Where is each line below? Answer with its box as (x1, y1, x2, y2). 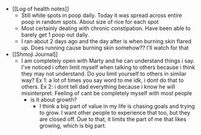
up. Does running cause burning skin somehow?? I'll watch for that (21, 44, 189, 51)
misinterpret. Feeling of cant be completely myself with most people (21, 90, 192, 97)
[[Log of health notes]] (12, 5, 69, 12)
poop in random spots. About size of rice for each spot (21, 18, 159, 25)
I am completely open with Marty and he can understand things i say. (21, 57, 195, 64)
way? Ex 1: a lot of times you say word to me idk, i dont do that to (21, 76, 184, 84)
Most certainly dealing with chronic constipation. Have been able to (21, 24, 191, 32)
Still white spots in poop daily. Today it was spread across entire (21, 12, 183, 19)
